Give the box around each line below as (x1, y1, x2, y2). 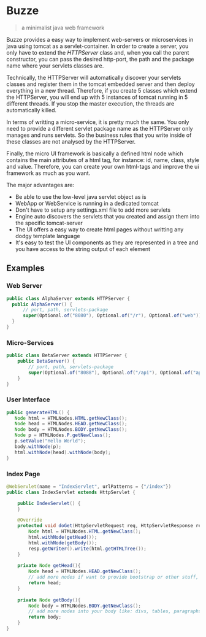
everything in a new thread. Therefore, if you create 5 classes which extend (6, 87, 197, 94)
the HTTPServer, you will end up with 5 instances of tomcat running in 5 (6, 93, 188, 101)
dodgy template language (15, 232, 80, 239)
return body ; (28, 614, 62, 620)
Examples (6, 263, 45, 274)
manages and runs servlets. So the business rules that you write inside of (6, 131, 192, 139)
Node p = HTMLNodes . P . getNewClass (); (14, 432, 112, 439)
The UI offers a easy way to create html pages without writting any (15, 225, 184, 233)
